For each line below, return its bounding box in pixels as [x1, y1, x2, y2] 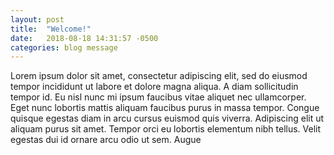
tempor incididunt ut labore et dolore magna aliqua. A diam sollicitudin [10, 81, 299, 93]
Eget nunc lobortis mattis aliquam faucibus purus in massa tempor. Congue [10, 102, 320, 114]
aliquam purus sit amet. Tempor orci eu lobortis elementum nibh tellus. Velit [10, 123, 322, 135]
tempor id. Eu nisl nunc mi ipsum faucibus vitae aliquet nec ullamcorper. [10, 91, 307, 103]
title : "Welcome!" [10, 24, 92, 34]
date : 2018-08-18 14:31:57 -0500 [10, 33, 159, 43]
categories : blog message [10, 42, 118, 53]
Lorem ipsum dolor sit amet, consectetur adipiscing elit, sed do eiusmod [10, 70, 308, 82]
